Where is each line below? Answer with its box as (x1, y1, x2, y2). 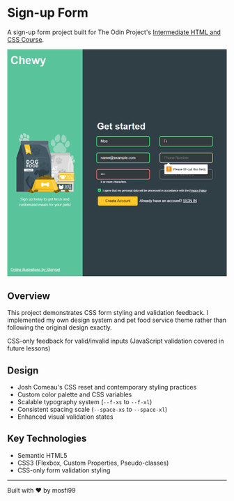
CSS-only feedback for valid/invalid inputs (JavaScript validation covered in (7, 337, 224, 346)
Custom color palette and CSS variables (17, 390, 132, 399)
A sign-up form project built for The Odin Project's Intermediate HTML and (7, 28, 221, 36)
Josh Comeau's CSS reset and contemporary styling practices (17, 383, 197, 391)
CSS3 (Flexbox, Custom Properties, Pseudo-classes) (17, 458, 169, 467)
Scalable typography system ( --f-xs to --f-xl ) (17, 397, 153, 406)
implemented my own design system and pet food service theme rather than (7, 316, 227, 325)
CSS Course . (7, 35, 44, 43)
